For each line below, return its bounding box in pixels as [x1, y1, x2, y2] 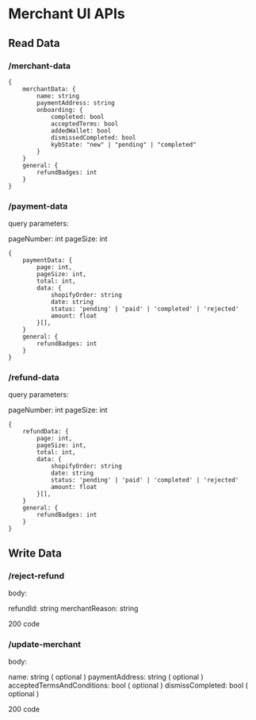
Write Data [8, 546, 62, 560]
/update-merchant [8, 639, 82, 650]
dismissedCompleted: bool [50, 133, 136, 141]
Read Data [8, 37, 60, 50]
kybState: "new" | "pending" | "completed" [50, 141, 197, 148]
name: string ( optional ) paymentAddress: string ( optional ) [8, 672, 204, 682]
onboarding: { [36, 106, 83, 114]
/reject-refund [8, 570, 65, 581]
